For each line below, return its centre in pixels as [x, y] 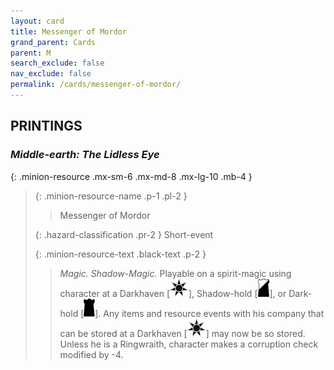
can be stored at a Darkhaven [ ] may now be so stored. [182, 333]
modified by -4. [91, 354]
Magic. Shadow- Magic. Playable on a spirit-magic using [175, 273]
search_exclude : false [57, 63]
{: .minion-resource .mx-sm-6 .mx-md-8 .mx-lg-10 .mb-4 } [131, 176]
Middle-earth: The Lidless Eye [85, 155]
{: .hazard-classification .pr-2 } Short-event [124, 234]
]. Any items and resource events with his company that [209, 313]
